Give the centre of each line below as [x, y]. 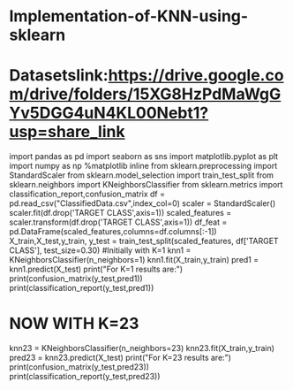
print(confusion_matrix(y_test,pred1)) [76, 279]
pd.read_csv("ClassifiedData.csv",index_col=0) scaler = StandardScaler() [143, 203]
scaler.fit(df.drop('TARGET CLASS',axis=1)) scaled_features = [120, 213]
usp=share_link [67, 132]
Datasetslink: [59, 76]
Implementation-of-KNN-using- [129, 16]
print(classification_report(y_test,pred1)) [82, 288]
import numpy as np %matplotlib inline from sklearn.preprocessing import [143, 166]
